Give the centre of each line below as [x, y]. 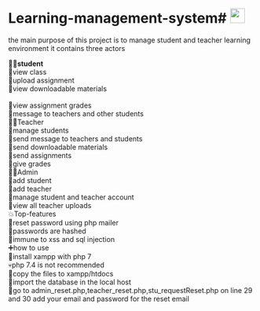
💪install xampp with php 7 [50, 256]
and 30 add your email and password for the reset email [99, 298]
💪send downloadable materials [58, 147]
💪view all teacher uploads [50, 205]
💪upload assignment [41, 80]
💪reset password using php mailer [64, 222]
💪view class [27, 71]
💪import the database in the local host [70, 282]
